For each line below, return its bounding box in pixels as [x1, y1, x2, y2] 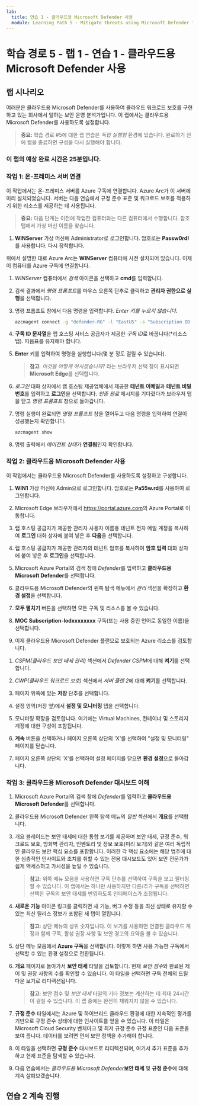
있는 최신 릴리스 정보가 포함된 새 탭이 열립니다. [14, 910, 123, 917]
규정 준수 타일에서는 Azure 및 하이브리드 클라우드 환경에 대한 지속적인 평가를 [14, 1009, 192, 1017]
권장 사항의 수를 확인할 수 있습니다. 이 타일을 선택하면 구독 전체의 [27, 970, 178, 977]
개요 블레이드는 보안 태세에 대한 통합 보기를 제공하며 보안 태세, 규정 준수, [14, 833, 182, 840]
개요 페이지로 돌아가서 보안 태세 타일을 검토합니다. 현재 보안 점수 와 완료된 [14, 962, 184, 969]
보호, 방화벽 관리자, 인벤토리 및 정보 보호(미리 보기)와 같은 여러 [30, 840, 175, 847]
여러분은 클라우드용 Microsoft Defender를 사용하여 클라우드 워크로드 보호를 [6, 104, 182, 111]
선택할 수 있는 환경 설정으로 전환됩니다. [14, 950, 105, 957]
